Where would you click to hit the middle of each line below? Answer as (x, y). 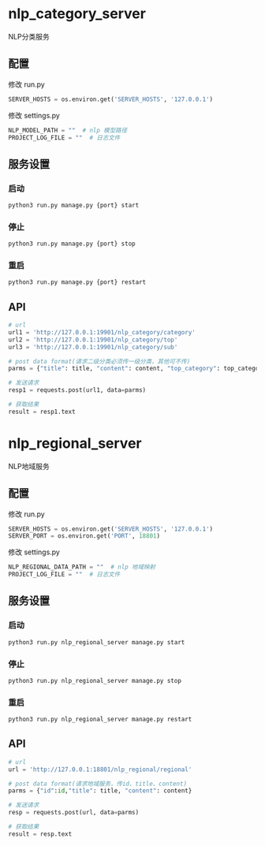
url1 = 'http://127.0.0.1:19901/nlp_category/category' (102, 332)
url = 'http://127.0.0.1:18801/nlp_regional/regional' (100, 770)
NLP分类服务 (29, 36)
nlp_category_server (77, 14)
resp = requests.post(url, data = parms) (74, 813)
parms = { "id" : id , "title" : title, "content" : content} (100, 791)
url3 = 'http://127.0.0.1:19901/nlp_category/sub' (93, 347)
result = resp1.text (42, 412)
